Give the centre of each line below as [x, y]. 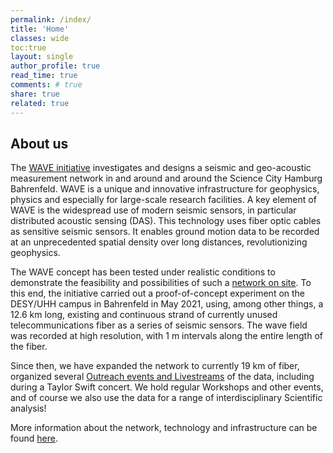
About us [39, 143]
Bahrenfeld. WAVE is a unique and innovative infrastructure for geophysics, [165, 189]
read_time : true [44, 76]
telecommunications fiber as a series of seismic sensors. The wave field [159, 325]
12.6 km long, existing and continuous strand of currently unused [144, 315]
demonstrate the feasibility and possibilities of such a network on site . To [161, 283]
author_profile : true [55, 66]
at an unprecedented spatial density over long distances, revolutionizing [159, 242]
